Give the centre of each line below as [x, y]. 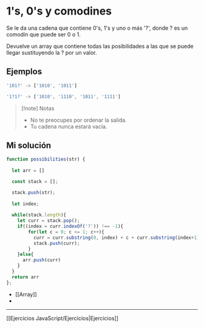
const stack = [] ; [35, 181]
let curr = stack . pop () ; [49, 221]
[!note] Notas [38, 108]
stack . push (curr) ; [56, 243]
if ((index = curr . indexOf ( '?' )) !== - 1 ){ [70, 226]
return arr [25, 277]
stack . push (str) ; [34, 192]
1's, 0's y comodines [59, 11]
